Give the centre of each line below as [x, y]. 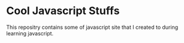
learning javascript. [30, 33]
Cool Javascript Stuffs [63, 11]
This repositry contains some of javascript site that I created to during [92, 27]
